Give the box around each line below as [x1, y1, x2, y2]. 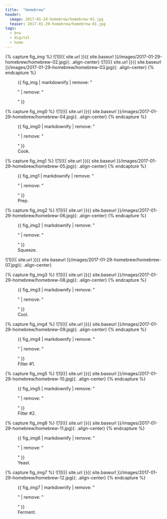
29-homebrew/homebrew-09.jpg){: [5, 326, 78, 332]
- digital [9, 36, 30, 41]
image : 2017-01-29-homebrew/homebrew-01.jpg [9, 17, 104, 22]
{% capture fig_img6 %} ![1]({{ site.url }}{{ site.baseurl [5, 420, 117, 426]
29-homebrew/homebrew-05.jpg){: [5, 163, 78, 169]
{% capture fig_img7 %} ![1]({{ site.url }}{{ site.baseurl [5, 469, 116, 475]
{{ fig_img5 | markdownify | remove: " [17, 385, 95, 391]
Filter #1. [17, 361, 35, 367]
